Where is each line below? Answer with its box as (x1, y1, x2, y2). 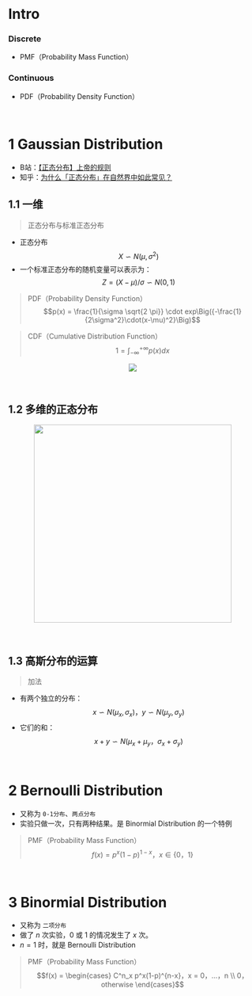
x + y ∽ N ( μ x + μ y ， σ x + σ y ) (93, 737, 183, 748)
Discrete (8, 33, 42, 44)
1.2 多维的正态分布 (8, 403, 99, 417)
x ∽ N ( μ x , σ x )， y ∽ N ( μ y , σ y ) (92, 708, 185, 719)
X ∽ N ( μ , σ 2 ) (118, 250, 160, 261)
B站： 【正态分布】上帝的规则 (19, 162, 111, 172)
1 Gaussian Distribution (8, 135, 164, 153)
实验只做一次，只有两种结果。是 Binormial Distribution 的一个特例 (19, 819, 232, 828)
